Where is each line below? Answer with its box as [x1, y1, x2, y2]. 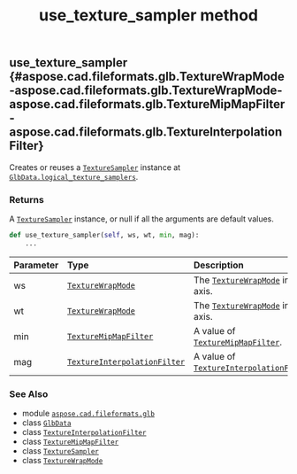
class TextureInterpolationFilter [21, 426, 147, 437]
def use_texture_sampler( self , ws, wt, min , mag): [9, 230, 200, 239]
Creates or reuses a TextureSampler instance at [9, 161, 181, 173]
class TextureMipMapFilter [21, 436, 119, 447]
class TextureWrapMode [21, 455, 103, 465]
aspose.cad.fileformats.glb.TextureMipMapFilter [9, 97, 286, 112]
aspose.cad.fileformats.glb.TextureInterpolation [9, 125, 283, 140]
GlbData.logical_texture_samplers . [9, 171, 139, 182]
